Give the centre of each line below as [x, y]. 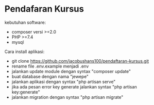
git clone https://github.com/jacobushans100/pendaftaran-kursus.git [80, 61]
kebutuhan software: [25, 22]
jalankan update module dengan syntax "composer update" [71, 71]
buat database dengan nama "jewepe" [50, 76]
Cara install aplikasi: [25, 52]
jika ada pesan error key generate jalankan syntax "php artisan [74, 87]
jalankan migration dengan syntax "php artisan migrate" [67, 97]
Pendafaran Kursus [44, 9]
